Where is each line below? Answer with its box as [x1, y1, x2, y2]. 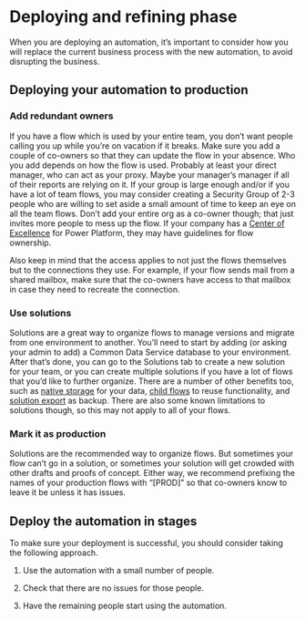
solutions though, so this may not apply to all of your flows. [9, 404, 231, 416]
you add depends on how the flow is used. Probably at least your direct [9, 160, 278, 170]
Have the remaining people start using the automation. [22, 600, 228, 612]
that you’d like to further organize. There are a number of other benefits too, [9, 376, 294, 387]
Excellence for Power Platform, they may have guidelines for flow [9, 227, 254, 238]
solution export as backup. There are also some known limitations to [9, 395, 266, 406]
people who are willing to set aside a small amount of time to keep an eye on [9, 198, 296, 209]
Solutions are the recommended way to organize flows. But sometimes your [9, 449, 294, 460]
